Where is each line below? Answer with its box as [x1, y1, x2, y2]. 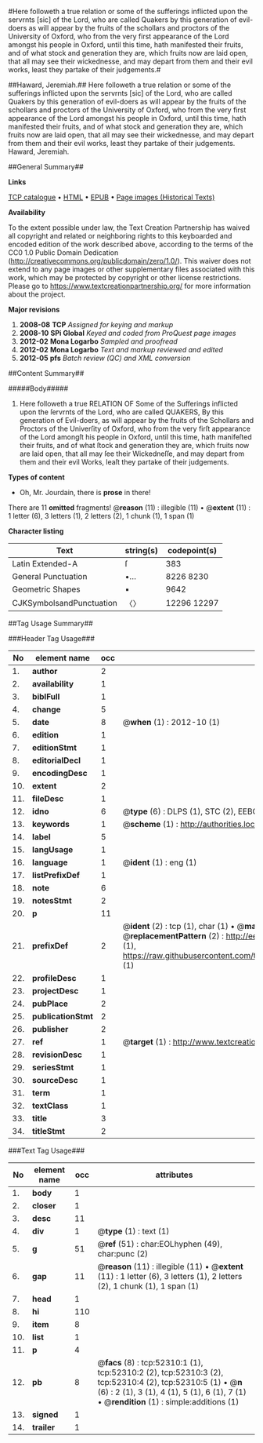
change [32, 704, 61, 715]
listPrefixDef [32, 870, 81, 880]
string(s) [124, 545, 159, 556]
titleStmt [32, 1126, 65, 1136]
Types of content [8, 472, 65, 482]
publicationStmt [32, 1011, 94, 1022]
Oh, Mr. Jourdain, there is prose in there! [19, 488, 151, 497]
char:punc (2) [97, 1248, 149, 1259]
